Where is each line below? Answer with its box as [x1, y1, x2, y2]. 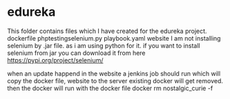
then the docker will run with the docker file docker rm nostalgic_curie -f [7, 84, 213, 92]
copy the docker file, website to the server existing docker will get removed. [7, 76, 223, 85]
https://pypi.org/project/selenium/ [7, 56, 104, 64]
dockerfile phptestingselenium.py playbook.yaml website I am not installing [7, 34, 221, 42]
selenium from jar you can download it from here [7, 49, 146, 57]
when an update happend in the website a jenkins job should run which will [7, 69, 221, 78]
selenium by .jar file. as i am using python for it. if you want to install [7, 41, 200, 49]
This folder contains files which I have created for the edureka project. [7, 27, 207, 35]
